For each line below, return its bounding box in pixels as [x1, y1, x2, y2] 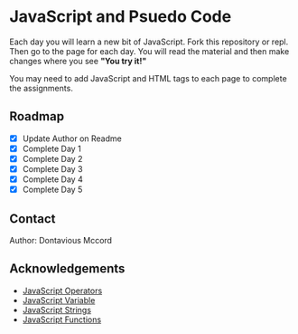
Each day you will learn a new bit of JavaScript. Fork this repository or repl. [9, 36, 289, 47]
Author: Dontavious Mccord [9, 234, 113, 245]
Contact [9, 211, 56, 226]
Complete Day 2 [22, 153, 83, 164]
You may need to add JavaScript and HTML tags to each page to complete [9, 72, 287, 83]
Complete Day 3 [22, 163, 83, 174]
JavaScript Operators [22, 285, 103, 296]
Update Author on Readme [22, 133, 122, 144]
